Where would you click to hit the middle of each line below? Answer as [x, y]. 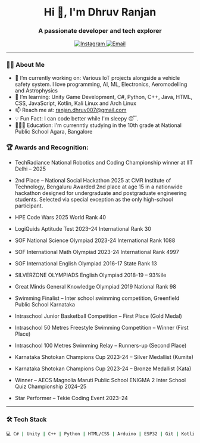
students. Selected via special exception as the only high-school [94, 200]
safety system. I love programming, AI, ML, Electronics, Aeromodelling [101, 84]
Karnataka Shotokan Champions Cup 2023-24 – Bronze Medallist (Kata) [103, 368]
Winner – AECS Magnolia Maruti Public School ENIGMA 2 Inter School [100, 380]
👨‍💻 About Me [25, 65]
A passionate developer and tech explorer [100, 31]
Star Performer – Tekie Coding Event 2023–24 [71, 398]
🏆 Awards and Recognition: [47, 147]
